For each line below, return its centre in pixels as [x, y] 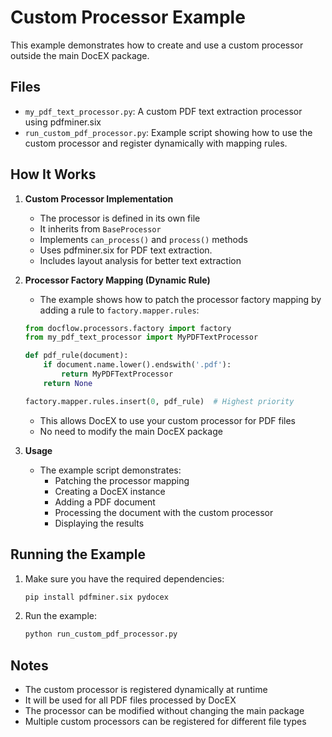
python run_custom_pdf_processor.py [101, 634]
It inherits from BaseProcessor [100, 228]
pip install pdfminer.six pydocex [96, 597]
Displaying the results [99, 523]
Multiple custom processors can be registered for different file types [165, 722]
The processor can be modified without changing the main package [164, 711]
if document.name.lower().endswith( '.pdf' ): [137, 365]
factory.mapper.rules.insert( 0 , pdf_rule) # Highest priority [159, 401]
